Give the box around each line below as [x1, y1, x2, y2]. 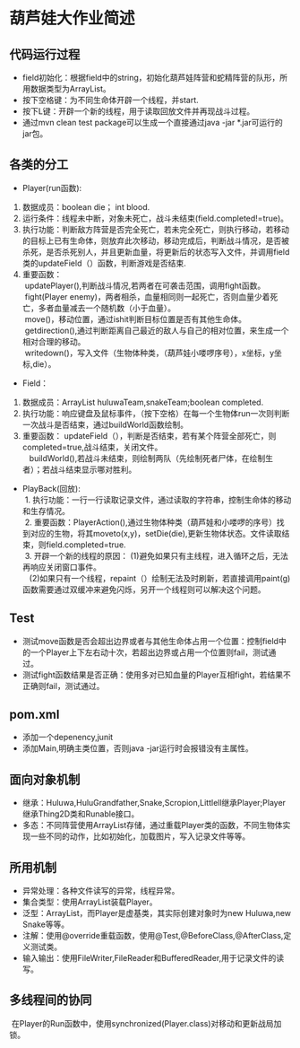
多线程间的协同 [9, 992, 92, 1008]
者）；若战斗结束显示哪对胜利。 [21, 464, 137, 475]
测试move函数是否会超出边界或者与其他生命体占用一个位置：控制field [21, 635, 279, 646]
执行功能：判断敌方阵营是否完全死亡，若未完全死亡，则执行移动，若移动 [21, 223, 289, 234]
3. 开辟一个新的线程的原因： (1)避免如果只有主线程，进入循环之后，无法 [24, 550, 288, 561]
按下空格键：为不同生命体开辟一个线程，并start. [21, 95, 199, 105]
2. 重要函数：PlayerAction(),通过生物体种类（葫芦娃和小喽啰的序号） [24, 517, 278, 528]
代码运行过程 [9, 47, 81, 62]
